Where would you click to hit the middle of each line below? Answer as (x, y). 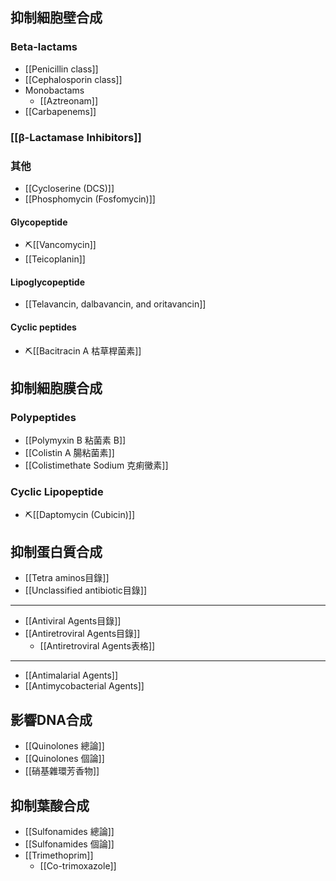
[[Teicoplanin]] (55, 259)
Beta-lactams (44, 47)
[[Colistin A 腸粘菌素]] (69, 453)
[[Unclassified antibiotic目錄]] (86, 590)
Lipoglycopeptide (47, 282)
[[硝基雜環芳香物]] (62, 771)
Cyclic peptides (43, 327)
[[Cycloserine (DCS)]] (69, 188)
